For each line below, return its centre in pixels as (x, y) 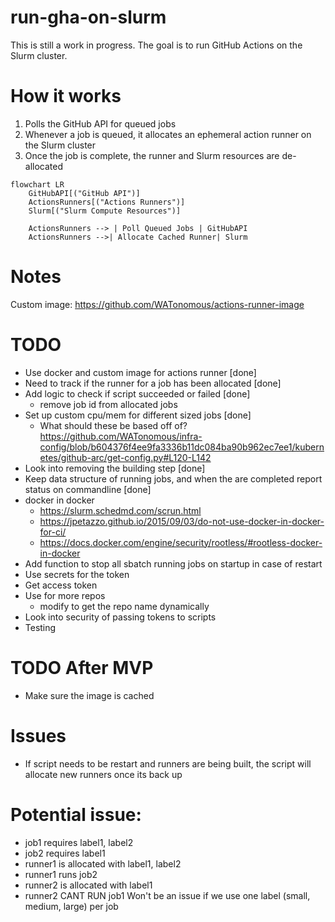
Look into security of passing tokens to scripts (120, 617)
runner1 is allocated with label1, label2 (103, 863)
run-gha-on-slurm (88, 17)
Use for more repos (65, 595)
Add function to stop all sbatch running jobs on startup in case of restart (173, 563)
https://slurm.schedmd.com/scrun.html (120, 510)
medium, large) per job (71, 906)
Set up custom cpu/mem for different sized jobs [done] (138, 415)
